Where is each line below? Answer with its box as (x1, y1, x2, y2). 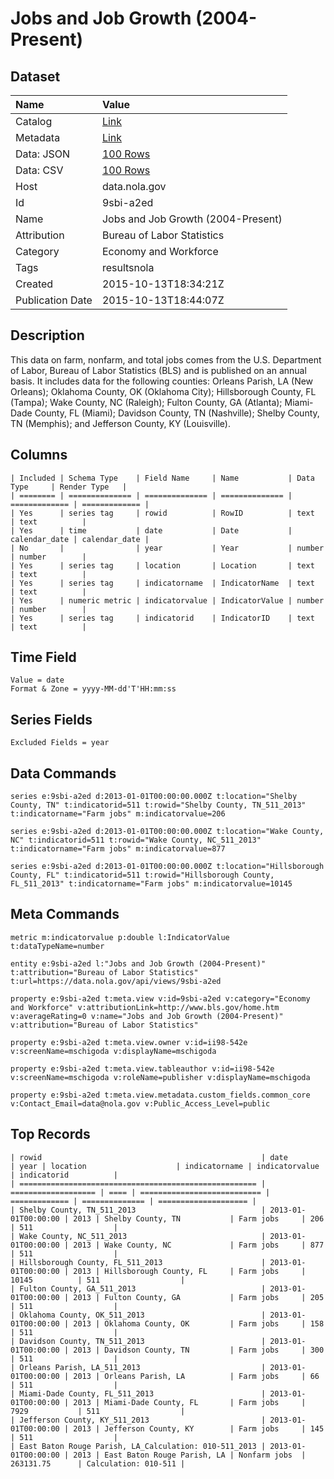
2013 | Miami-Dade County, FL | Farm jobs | (73, 1397, 307, 1407)
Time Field (10, 649, 77, 666)
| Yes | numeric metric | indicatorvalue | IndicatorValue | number (10, 595, 325, 606)
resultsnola (101, 261, 155, 274)
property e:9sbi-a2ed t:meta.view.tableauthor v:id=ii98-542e (10, 1063, 275, 1074)
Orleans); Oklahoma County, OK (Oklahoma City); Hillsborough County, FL (10, 385, 317, 397)
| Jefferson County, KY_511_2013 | (10, 1415, 267, 1425)
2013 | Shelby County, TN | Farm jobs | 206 (73, 1213, 325, 1224)
